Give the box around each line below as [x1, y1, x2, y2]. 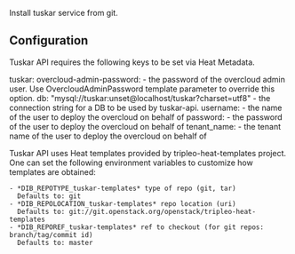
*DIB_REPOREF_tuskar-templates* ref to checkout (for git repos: [17, 222, 265, 232]
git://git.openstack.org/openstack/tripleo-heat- [68, 207, 256, 216]
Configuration [9, 33, 89, 48]
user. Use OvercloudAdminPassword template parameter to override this [9, 83, 275, 94]
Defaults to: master [17, 238, 93, 247]
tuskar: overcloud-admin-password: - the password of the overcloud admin [9, 74, 286, 84]
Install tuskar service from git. [9, 8, 118, 18]
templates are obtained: [9, 166, 96, 177]
